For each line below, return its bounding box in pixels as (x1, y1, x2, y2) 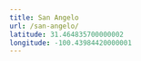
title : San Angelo (9, 13, 79, 22)
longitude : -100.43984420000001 (9, 38, 132, 48)
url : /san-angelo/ (9, 22, 79, 30)
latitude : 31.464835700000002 (9, 30, 125, 39)
